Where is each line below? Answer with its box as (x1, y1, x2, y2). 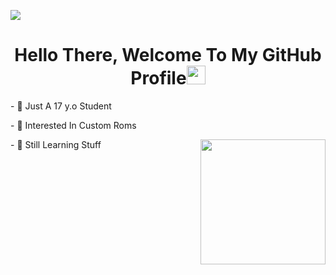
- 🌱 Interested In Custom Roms (10, 119, 137, 131)
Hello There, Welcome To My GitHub (14, 44, 322, 67)
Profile (130, 67, 187, 90)
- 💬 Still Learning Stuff (10, 138, 102, 150)
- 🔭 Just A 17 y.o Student (10, 100, 112, 112)
